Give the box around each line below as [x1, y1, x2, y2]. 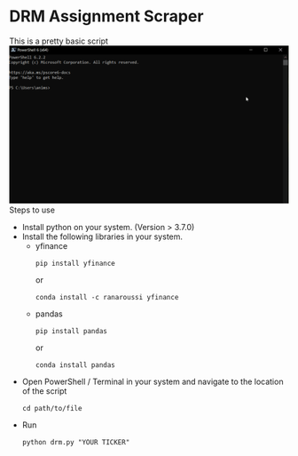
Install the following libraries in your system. [21, 231, 184, 242]
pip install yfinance [35, 260, 115, 268]
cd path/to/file [21, 404, 82, 413]
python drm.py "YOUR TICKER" [21, 438, 130, 447]
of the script [21, 386, 67, 396]
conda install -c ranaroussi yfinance [35, 293, 179, 302]
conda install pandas [35, 361, 115, 370]
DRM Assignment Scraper [9, 6, 204, 27]
